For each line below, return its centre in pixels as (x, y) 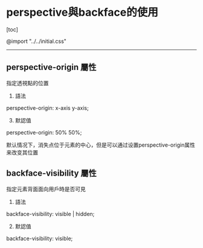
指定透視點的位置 (27, 83)
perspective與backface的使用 (82, 12)
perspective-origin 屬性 (51, 67)
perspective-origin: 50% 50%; (44, 132)
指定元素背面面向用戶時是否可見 (46, 189)
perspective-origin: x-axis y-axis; (47, 108)
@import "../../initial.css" (36, 41)
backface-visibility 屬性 (51, 173)
